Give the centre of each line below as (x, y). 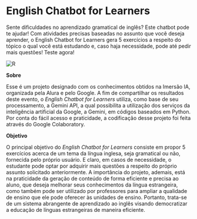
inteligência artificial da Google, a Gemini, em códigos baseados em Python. (98, 112)
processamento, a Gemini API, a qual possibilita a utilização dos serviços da (98, 105)
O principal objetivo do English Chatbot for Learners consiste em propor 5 (96, 147)
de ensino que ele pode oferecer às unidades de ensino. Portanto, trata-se (96, 197)
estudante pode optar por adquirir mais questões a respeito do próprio (92, 166)
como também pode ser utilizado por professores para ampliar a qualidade (97, 191)
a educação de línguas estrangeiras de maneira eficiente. (76, 210)
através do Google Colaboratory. (46, 124)
